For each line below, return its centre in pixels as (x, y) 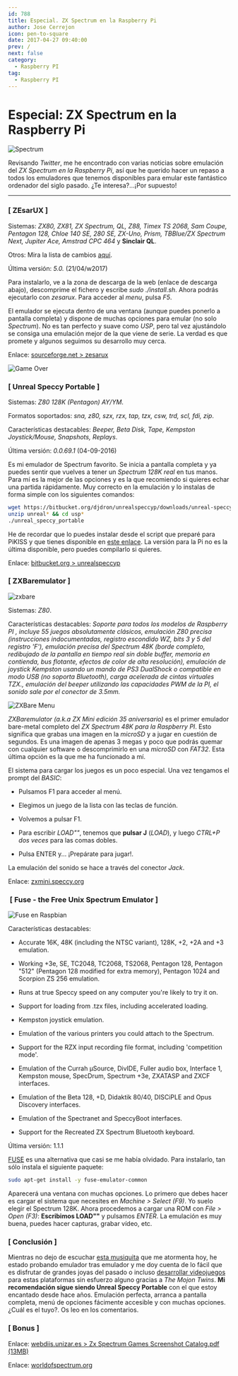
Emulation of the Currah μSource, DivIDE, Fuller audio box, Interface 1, (120, 1068)
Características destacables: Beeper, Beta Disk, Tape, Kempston (102, 429)
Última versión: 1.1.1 (36, 1146)
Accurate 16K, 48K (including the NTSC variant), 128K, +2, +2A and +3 (121, 942)
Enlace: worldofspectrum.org (50, 1365)
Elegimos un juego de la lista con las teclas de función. (98, 805)
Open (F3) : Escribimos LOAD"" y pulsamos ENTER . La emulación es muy (115, 1216)
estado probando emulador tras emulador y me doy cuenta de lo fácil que (115, 1265)
